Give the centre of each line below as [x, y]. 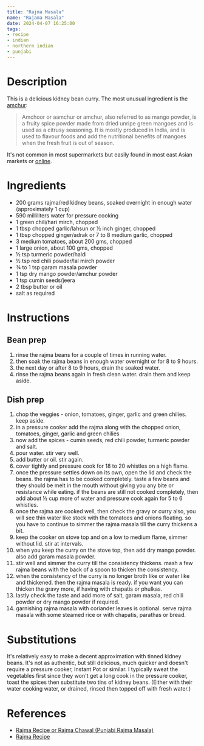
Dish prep [25, 400]
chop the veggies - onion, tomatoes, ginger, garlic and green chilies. [101, 414]
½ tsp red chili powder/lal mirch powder [65, 261]
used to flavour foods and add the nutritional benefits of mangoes [104, 136]
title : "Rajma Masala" [36, 12]
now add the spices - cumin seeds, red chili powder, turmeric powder [103, 440]
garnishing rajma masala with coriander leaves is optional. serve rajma [104, 608]
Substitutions [42, 639]
